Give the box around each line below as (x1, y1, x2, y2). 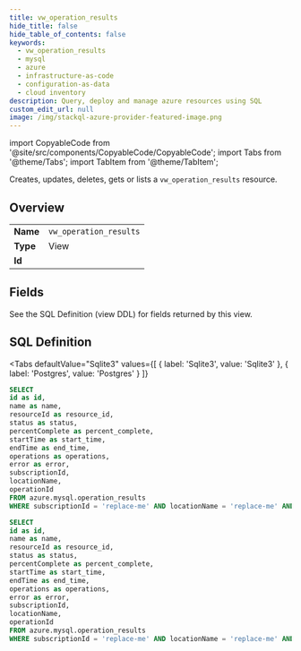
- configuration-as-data (17, 80, 110, 89)
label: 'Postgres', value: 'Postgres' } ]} (9, 368, 149, 379)
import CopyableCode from (9, 138, 110, 149)
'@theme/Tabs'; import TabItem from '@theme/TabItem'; (9, 157, 219, 167)
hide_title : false (9, 21, 78, 30)
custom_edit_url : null (9, 105, 94, 114)
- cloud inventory (17, 88, 87, 97)
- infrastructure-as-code (17, 72, 115, 81)
